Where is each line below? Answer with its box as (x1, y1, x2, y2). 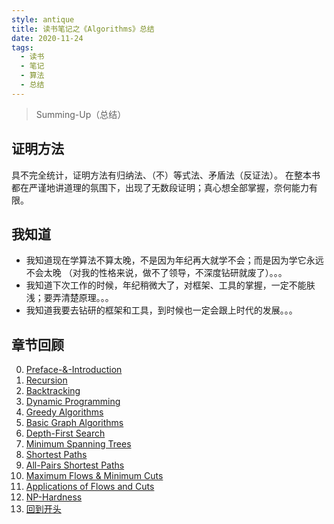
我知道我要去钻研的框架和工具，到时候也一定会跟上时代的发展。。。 (25, 304, 298, 316)
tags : (11, 42, 34, 53)
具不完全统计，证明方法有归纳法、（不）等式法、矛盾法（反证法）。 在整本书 (11, 169, 321, 181)
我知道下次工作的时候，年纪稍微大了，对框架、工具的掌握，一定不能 (25, 279, 307, 291)
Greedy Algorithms (25, 406, 104, 418)
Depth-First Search (25, 427, 106, 440)
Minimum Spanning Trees (25, 438, 132, 450)
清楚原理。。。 (60, 292, 114, 304)
